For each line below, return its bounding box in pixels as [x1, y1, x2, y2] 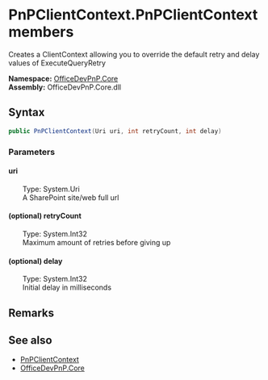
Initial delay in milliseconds [23, 282, 111, 292]
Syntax [8, 106, 45, 119]
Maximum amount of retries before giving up [23, 237, 171, 247]
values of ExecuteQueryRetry [8, 58, 107, 68]
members [8, 23, 74, 41]
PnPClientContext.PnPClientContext [8, 6, 258, 24]
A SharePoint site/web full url [23, 192, 119, 203]
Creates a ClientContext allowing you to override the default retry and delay [8, 49, 260, 59]
